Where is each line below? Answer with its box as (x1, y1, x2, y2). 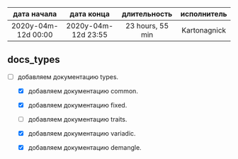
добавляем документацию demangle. (28, 143, 142, 152)
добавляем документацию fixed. (28, 100, 127, 109)
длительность (121, 9, 173, 18)
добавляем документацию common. (28, 86, 138, 95)
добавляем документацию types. (17, 72, 119, 81)
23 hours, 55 (125, 21, 169, 30)
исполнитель (180, 9, 227, 18)
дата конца (69, 9, 110, 18)
